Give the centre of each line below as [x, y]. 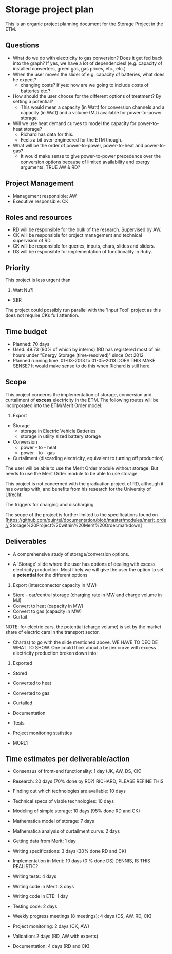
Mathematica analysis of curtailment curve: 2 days [66, 831]
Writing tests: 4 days [34, 876]
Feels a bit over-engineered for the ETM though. [71, 139]
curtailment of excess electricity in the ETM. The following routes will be [82, 400]
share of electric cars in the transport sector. [53, 632]
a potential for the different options [50, 575]
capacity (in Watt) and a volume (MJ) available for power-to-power [91, 112]
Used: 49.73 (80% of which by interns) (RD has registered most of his [87, 349]
